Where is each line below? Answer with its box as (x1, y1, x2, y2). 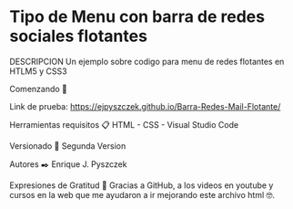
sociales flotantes (9, 26, 148, 47)
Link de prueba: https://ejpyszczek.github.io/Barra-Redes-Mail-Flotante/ (9, 100, 281, 111)
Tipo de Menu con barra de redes (9, 6, 266, 27)
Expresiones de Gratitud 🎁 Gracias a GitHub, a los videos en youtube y (9, 180, 274, 191)
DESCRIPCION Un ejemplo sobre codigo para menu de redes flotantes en (9, 56, 285, 67)
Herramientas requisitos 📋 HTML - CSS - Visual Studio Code (9, 119, 239, 130)
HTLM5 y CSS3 (9, 66, 67, 77)
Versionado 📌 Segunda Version (9, 140, 126, 152)
